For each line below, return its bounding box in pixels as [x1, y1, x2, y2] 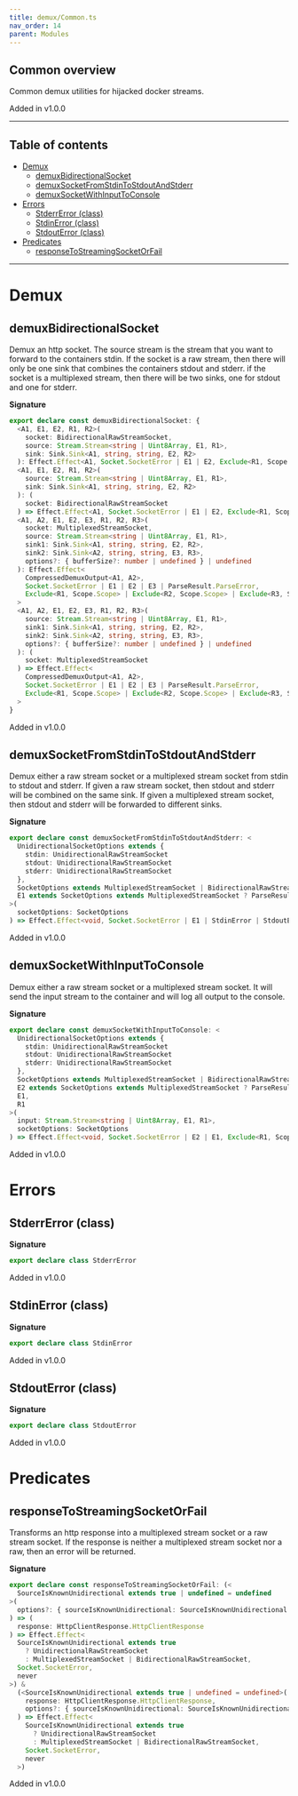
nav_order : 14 [9, 21, 62, 30]
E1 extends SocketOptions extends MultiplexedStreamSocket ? [17, 891, 248, 900]
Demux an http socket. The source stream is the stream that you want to [9, 344, 273, 355]
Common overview [9, 62, 117, 77]
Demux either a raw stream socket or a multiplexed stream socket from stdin [9, 770, 289, 782]
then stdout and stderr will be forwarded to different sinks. [9, 799, 223, 810]
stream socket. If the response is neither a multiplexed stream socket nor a [9, 1537, 282, 1547]
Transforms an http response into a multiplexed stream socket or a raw [9, 1528, 268, 1538]
